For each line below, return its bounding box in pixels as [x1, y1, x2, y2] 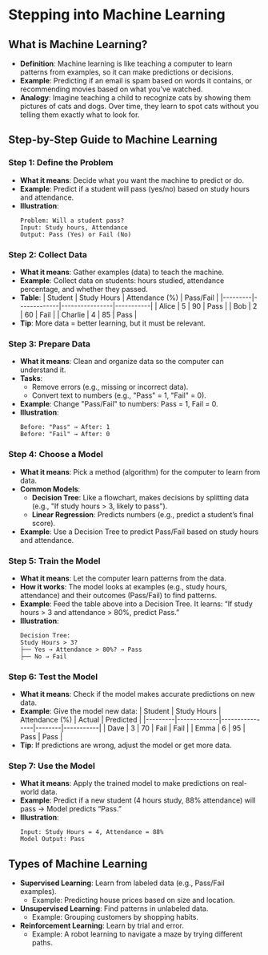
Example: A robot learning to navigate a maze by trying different [31, 929, 243, 939]
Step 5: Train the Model [8, 555, 102, 566]
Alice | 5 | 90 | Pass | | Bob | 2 [158, 301, 258, 310]
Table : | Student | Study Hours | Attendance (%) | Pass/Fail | [19, 293, 219, 302]
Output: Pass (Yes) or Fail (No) [19, 230, 132, 238]
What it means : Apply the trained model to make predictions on [19, 779, 230, 788]
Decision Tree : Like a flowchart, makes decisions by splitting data [31, 492, 250, 502]
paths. [31, 938, 54, 948]
